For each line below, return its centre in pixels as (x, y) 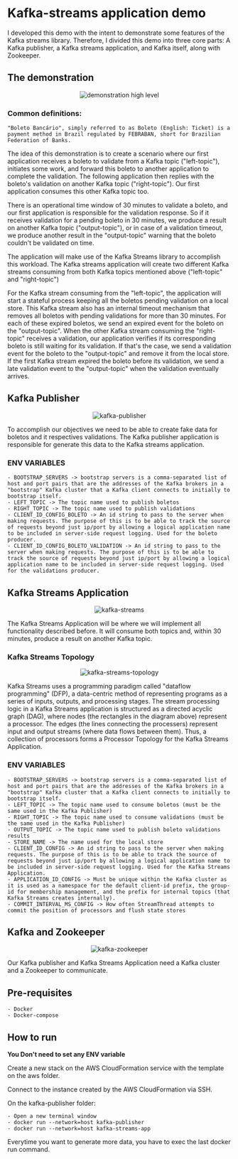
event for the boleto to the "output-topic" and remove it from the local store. (118, 354)
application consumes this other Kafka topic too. (78, 192)
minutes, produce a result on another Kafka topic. (80, 638)
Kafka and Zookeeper (56, 932)
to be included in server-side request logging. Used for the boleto (113, 534)
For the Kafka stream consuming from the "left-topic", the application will (114, 293)
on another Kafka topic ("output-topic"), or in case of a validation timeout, (115, 228)
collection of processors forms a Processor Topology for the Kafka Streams (118, 739)
